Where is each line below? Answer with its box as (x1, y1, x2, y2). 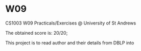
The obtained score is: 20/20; (5, 30, 68, 36)
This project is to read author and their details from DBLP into (5, 39, 134, 46)
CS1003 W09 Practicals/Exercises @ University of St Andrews (5, 20, 136, 26)
